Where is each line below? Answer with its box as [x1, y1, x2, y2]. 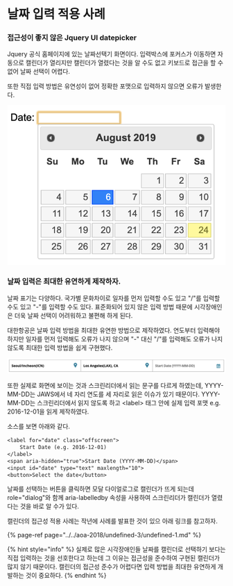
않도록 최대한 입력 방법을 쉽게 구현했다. [7, 343, 113, 352]
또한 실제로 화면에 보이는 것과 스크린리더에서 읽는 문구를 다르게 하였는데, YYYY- [7, 381, 224, 389]
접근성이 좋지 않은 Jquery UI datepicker [7, 33, 137, 42]
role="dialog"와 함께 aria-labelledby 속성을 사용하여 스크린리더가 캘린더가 [7, 493, 210, 501]
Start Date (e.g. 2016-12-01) [19, 443, 107, 450]
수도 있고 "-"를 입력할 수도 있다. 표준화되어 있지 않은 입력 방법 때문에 [7, 302, 193, 311]
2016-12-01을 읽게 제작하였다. [7, 407, 89, 416]
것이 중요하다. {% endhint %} [25, 571, 107, 579]
